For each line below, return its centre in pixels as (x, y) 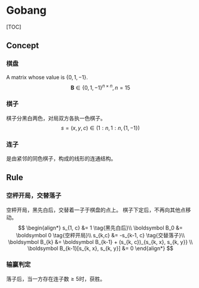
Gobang (26, 10)
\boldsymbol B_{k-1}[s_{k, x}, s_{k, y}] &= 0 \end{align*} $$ (100, 248)
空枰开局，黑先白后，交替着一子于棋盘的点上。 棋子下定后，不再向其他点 (96, 210)
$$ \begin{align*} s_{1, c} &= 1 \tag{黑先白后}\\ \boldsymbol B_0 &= (100, 228)
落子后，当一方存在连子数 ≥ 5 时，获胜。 (56, 278)
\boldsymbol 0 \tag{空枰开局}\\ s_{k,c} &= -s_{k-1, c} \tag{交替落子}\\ (100, 235)
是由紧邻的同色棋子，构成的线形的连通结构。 (61, 158)
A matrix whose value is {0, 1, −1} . (47, 77)
